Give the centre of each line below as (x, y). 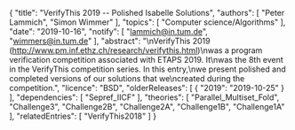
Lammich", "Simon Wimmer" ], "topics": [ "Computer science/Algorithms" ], (147, 22)
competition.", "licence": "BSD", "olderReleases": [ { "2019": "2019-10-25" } (147, 88)
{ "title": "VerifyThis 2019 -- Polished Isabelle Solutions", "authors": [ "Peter (147, 13)
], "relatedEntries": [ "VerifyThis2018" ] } (83, 116)
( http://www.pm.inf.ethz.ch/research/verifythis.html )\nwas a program (136, 50)
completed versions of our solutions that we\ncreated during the (127, 78)
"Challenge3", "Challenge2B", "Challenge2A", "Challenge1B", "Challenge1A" (147, 107)
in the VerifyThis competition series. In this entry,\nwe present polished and (147, 69)
